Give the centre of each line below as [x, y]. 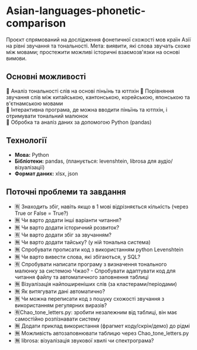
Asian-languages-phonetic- [76, 11]
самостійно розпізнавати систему [57, 319]
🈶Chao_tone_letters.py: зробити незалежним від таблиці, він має [96, 312]
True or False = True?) [41, 213]
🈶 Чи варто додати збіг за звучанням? [63, 235]
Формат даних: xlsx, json [46, 173]
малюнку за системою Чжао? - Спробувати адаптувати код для [95, 271]
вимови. [16, 58]
